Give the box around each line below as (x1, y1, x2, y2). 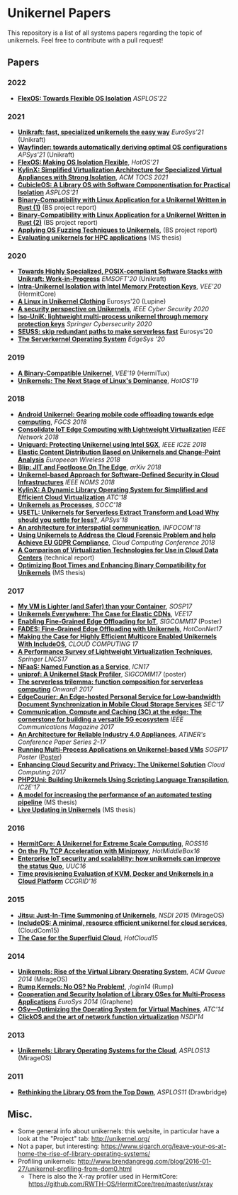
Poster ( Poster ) (17, 753, 62, 762)
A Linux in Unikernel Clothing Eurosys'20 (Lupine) (17, 297, 166, 306)
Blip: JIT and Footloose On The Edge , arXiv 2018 (17, 462, 161, 471)
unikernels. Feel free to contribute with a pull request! (7, 35, 164, 44)
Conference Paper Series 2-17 (17, 738, 106, 746)
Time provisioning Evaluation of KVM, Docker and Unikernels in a (17, 869, 214, 878)
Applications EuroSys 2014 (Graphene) (17, 998, 133, 1006)
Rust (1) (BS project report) (17, 203, 97, 211)
